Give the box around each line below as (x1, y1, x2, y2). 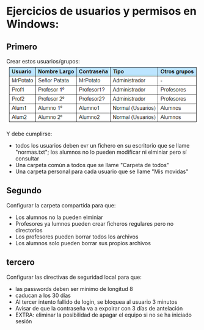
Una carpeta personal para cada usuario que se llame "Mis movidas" (15, 168, 189, 175)
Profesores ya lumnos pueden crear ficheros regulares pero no (15, 220, 174, 227)
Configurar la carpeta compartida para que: (6, 201, 116, 209)
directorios (15, 226, 43, 234)
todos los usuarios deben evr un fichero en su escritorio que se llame (15, 142, 190, 149)
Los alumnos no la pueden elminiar (15, 213, 103, 221)
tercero (6, 257, 35, 268)
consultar (15, 154, 40, 162)
